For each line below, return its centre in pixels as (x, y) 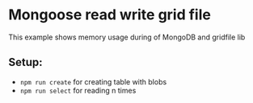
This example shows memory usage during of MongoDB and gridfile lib (127, 37)
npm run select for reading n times (78, 90)
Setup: (25, 62)
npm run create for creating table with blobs (93, 81)
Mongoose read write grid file (110, 15)
